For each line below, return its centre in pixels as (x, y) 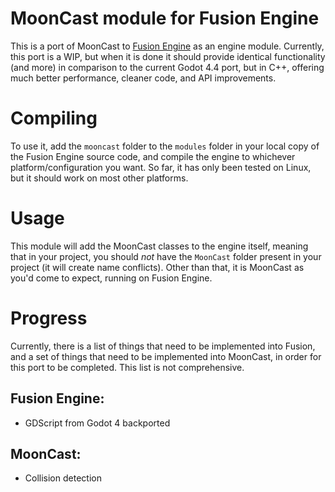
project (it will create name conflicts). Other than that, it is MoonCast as (157, 267)
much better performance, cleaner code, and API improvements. (143, 78)
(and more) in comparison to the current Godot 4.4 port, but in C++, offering (167, 67)
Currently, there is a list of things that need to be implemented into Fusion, (163, 346)
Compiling (54, 118)
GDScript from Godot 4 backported (97, 423)
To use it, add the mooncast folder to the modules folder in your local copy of (165, 146)
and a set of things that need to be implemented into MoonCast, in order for (166, 356)
